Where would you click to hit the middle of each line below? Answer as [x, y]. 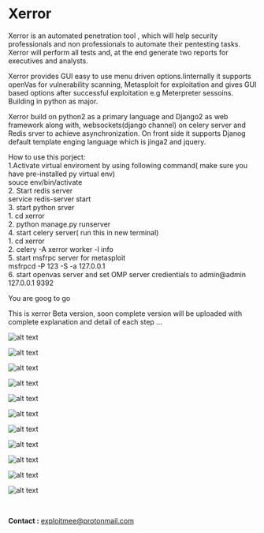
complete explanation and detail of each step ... [86, 321]
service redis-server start [50, 199]
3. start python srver [41, 207]
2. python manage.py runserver [59, 224]
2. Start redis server [41, 190]
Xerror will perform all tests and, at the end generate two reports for [118, 52]
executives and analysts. [48, 61]
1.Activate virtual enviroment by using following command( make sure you [128, 165]
